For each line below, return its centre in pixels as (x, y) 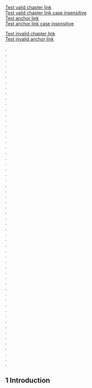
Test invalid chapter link (30, 34)
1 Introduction (28, 381)
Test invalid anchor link (30, 39)
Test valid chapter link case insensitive (46, 13)
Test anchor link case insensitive (40, 24)
